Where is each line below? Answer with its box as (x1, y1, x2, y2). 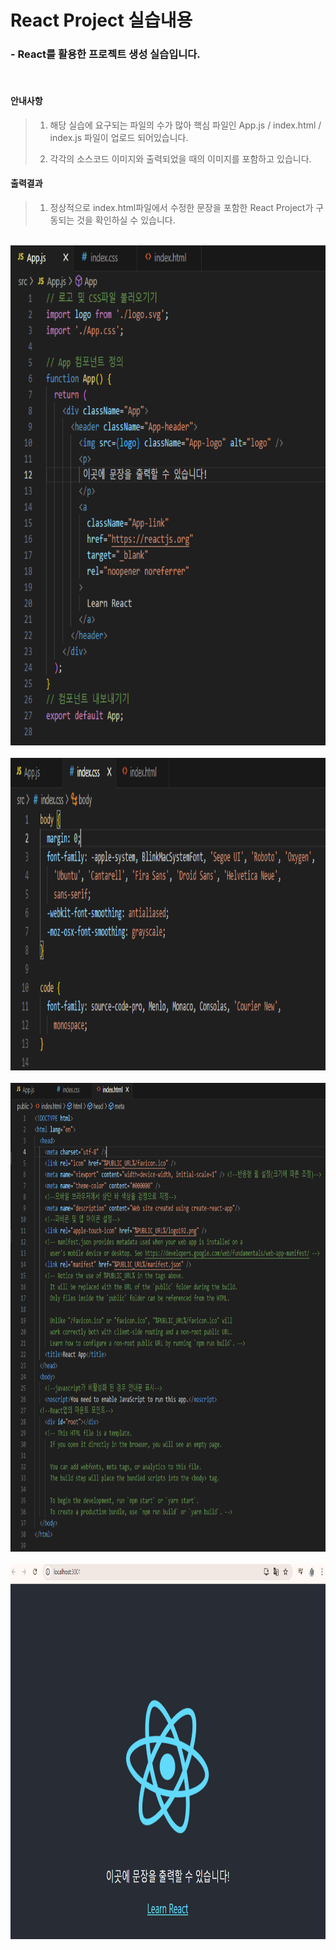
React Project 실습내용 (10, 9, 193, 32)
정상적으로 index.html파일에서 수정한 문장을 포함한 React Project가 (49, 201, 314, 213)
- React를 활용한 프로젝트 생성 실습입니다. (10, 47, 201, 61)
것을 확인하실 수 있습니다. (76, 214, 176, 226)
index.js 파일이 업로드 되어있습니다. (49, 131, 189, 143)
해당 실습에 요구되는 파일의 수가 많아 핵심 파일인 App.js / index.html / (49, 119, 322, 131)
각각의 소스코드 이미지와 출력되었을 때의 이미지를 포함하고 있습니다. (49, 152, 312, 165)
